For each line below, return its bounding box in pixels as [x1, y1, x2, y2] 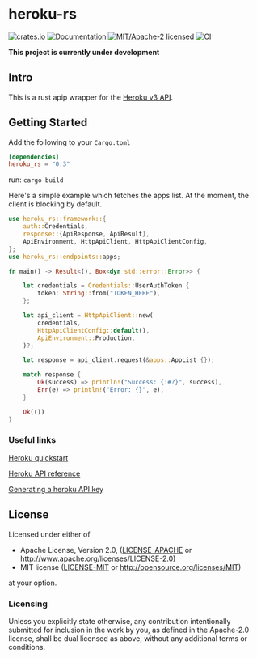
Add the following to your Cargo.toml [8, 137, 131, 146]
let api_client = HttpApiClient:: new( [23, 312, 154, 320]
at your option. [8, 578, 57, 588]
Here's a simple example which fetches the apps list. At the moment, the [8, 191, 249, 201]
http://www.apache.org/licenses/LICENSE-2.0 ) [19, 554, 176, 563]
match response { [23, 371, 82, 379]
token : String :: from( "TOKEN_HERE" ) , [37, 289, 161, 298]
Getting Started [8, 116, 88, 129]
